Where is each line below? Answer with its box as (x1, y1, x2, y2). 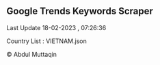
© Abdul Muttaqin (6, 50, 57, 58)
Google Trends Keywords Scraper (6, 5, 153, 17)
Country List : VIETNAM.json (6, 37, 87, 45)
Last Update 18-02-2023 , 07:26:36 (6, 23, 107, 31)
